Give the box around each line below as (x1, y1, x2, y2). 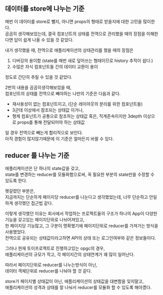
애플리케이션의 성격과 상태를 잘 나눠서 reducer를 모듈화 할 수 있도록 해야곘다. (5, 284, 152, 290)
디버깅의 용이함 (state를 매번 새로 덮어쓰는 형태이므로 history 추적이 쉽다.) (12, 58, 153, 63)
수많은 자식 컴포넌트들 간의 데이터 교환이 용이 (12, 63, 98, 69)
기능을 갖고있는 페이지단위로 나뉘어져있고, (5, 216, 85, 222)
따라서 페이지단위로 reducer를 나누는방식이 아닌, (5, 262, 98, 268)
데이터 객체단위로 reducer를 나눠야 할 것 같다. (5, 268, 92, 274)
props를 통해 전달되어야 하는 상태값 (17, 119, 85, 125)
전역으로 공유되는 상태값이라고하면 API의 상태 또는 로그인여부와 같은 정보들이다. (5, 235, 156, 241)
